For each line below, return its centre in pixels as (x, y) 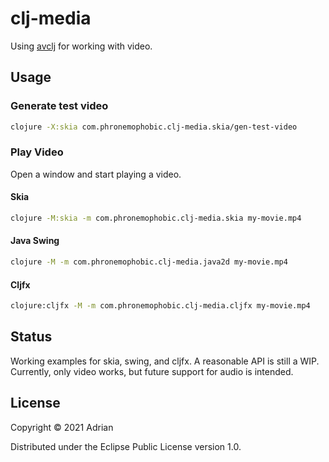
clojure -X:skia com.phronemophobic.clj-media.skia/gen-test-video (154, 127)
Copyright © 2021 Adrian (62, 427)
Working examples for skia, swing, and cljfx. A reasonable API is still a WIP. (165, 361)
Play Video (37, 152)
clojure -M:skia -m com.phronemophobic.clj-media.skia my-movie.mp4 (156, 218)
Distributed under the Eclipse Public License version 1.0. (126, 446)
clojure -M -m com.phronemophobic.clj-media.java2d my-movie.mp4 (149, 262)
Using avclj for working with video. (81, 46)
